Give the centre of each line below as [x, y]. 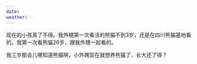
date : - [16, 12]
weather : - [20, 17]
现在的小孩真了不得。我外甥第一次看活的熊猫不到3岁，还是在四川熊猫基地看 [99, 35]
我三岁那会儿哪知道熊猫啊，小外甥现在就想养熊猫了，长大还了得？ [87, 55]
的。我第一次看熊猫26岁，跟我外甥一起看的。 [61, 42]
